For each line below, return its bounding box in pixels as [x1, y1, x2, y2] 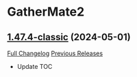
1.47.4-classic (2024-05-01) [7, 31, 132, 43]
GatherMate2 [7, 4, 85, 20]
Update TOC [16, 63, 53, 70]
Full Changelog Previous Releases [7, 49, 103, 57]
